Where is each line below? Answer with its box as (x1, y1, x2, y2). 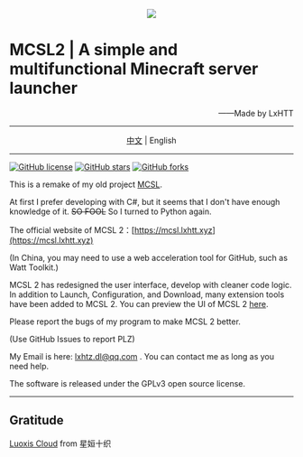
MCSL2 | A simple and (9, 40, 179, 61)
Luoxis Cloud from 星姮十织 (9, 438, 112, 449)
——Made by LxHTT (217, 107, 294, 118)
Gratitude (9, 413, 65, 428)
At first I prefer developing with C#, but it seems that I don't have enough (9, 196, 280, 207)
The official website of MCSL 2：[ (9, 224, 135, 235)
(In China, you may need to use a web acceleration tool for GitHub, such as (9, 252, 289, 263)
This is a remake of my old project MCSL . (9, 179, 162, 190)
